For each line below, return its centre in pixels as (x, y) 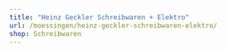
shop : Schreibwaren (46, 33)
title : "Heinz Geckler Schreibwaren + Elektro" (100, 17)
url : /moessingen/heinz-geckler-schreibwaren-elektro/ (113, 26)
